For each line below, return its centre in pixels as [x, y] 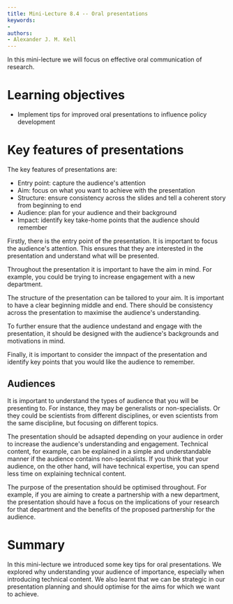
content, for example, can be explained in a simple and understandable [109, 451]
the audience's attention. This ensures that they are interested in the [105, 248]
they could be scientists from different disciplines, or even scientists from [113, 415]
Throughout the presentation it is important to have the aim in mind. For [110, 269]
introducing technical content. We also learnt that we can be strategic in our [116, 579]
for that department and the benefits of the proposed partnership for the [111, 509]
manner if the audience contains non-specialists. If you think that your [108, 459]
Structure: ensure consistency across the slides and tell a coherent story [121, 198]
